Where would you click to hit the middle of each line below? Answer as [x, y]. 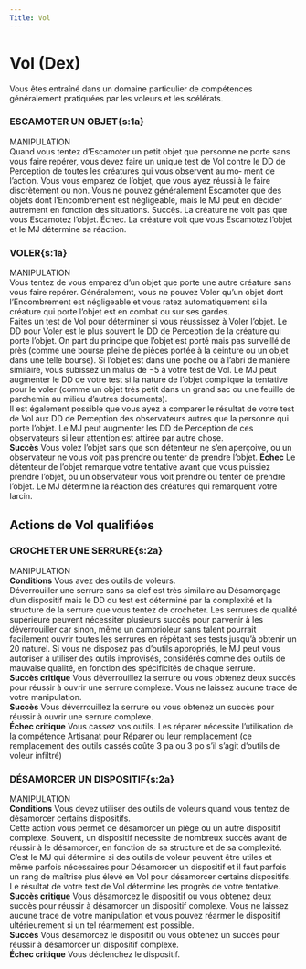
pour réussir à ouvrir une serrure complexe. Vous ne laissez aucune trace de [153, 687]
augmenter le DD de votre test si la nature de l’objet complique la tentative [148, 379]
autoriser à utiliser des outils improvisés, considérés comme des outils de [148, 658]
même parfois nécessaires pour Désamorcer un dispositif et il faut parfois [148, 867]
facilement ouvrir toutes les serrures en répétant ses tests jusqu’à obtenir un [153, 639]
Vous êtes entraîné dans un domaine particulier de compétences [131, 89]
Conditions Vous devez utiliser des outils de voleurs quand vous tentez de [149, 809]
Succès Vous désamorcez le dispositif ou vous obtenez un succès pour [145, 935]
